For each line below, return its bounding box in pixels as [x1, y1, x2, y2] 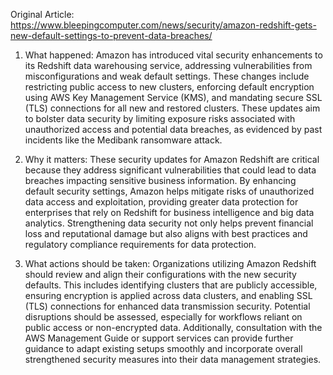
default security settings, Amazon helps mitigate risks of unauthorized [24, 185, 315, 197]
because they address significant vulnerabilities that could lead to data [24, 164, 317, 176]
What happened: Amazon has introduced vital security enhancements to [24, 49, 323, 61]
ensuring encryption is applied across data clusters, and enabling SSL [24, 290, 313, 301]
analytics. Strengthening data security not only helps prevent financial [24, 217, 314, 229]
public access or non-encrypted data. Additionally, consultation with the [24, 322, 323, 333]
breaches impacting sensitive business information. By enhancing [24, 175, 297, 186]
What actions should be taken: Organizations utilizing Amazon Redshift [24, 258, 317, 269]
